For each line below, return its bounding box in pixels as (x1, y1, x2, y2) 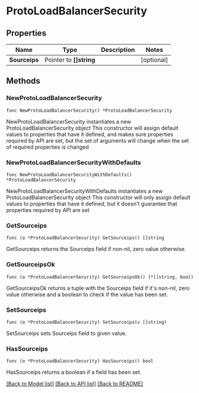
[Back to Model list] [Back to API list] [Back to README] (6, 380, 143, 388)
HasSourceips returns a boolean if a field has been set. (6, 369, 142, 376)
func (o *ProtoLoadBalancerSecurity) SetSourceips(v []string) (6, 319, 167, 325)
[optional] (140, 56, 169, 64)
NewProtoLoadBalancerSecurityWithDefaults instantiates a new (6, 187, 163, 195)
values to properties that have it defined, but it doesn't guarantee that (6, 200, 177, 207)
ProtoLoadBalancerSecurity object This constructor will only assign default (6, 194, 191, 201)
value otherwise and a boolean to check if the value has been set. (6, 291, 169, 298)
